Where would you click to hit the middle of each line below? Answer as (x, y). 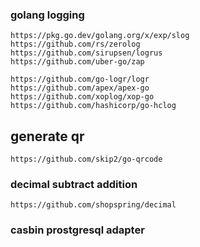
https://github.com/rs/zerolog (75, 44)
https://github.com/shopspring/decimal (93, 205)
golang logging (47, 15)
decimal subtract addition (74, 185)
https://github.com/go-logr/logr (80, 79)
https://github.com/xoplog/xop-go (82, 97)
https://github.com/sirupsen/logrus (86, 53)
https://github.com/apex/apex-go (80, 88)
